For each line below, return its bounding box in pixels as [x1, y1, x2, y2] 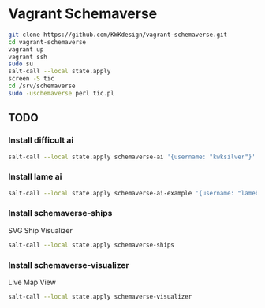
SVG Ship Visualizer [8, 225, 73, 235]
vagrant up [8, 45, 44, 54]
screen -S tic [8, 75, 55, 83]
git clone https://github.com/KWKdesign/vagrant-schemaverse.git [8, 31, 227, 39]
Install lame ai [8, 171, 62, 182]
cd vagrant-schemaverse [8, 38, 87, 46]
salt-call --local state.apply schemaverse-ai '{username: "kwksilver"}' [8, 153, 256, 161]
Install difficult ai [8, 135, 74, 146]
